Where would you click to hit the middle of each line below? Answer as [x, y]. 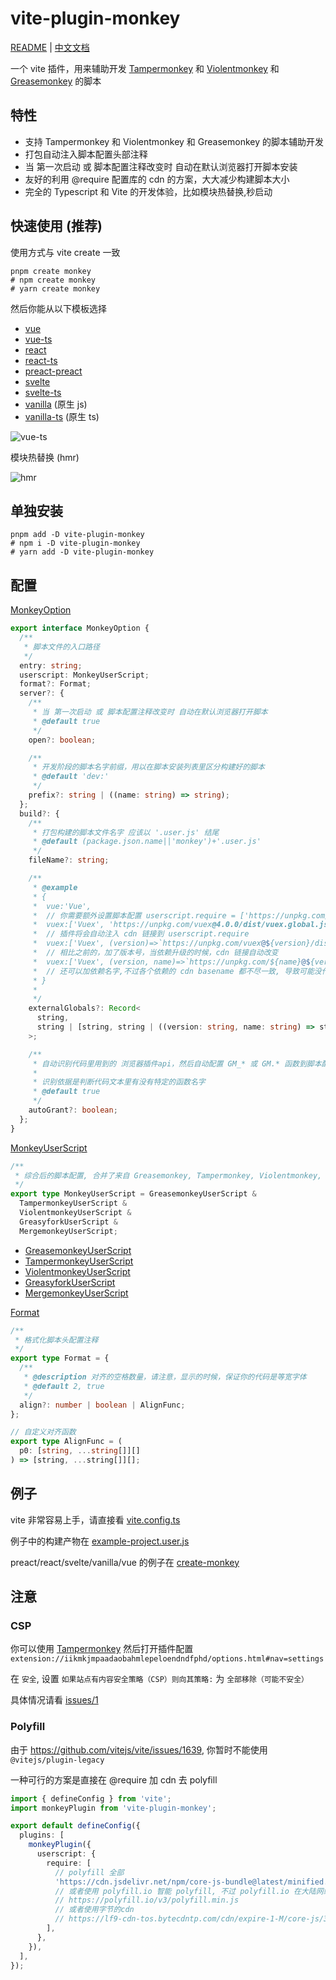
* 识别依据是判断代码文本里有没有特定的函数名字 [119, 1082]
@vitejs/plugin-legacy [57, 1760]
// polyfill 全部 [89, 1872]
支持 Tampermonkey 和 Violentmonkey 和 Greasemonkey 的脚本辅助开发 [174, 141]
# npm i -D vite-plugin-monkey [75, 543]
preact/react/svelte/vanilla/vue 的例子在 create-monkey [125, 1562]
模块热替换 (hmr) [45, 457]
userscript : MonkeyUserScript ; [84, 675]
